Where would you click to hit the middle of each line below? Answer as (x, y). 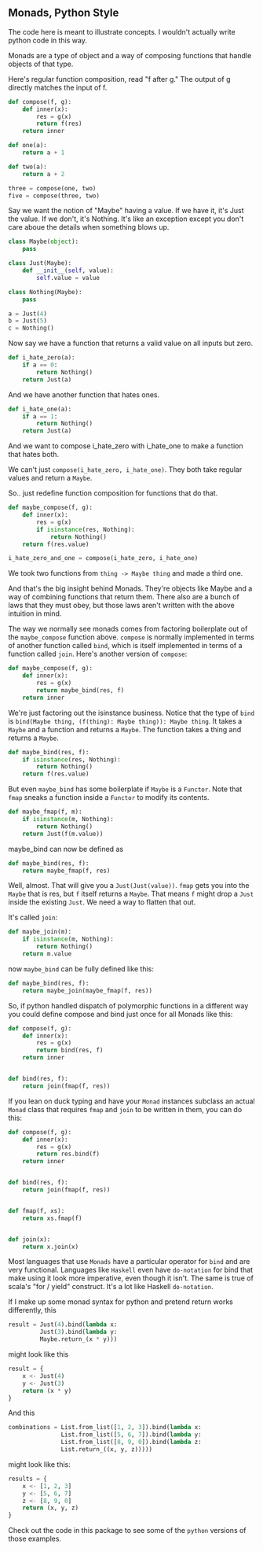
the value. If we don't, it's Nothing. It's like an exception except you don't (126, 219)
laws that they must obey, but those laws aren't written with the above (122, 606)
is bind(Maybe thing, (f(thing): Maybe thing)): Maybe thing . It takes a (125, 721)
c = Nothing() (31, 328)
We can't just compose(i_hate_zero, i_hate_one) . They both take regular (125, 470)
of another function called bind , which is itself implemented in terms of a (125, 646)
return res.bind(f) (68, 1154)
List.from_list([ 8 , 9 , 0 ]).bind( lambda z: (131, 1442)
